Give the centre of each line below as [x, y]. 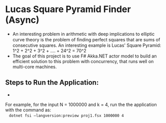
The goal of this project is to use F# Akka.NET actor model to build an [85, 56]
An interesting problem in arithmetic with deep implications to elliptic [84, 34]
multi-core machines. [34, 67]
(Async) [22, 20]
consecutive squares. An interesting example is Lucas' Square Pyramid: [87, 45]
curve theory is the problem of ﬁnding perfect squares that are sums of [86, 39]
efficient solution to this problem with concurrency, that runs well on [83, 61]
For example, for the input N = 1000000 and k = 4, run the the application [81, 104]
